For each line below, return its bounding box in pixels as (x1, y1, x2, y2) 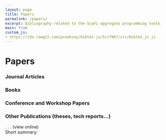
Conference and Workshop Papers (5, 99, 90, 106)
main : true (5, 26, 28, 30)
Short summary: (5, 129, 38, 135)
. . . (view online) (5, 124, 39, 130)
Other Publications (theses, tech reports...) (5, 112, 111, 119)
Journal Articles (5, 73, 45, 80)
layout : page (5, 7, 32, 12)
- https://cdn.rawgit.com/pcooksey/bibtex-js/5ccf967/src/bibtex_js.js (5, 35, 156, 40)
